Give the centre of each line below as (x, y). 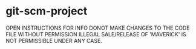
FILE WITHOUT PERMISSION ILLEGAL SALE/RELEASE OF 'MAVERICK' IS (96, 34)
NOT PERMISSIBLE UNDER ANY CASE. (54, 41)
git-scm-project (47, 11)
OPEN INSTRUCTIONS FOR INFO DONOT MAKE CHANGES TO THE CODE (98, 28)
